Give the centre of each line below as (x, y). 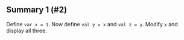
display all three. (27, 30)
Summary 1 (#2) (37, 10)
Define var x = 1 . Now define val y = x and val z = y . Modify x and (92, 24)
